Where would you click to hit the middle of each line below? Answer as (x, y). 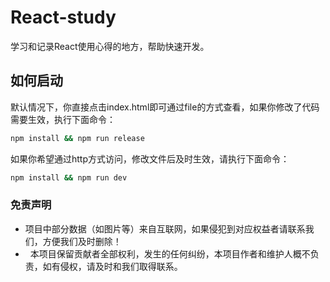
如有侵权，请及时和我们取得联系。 (112, 266)
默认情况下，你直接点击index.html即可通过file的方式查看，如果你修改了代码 (165, 107)
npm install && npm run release (77, 138)
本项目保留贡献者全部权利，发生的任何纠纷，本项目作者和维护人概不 (170, 253)
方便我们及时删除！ (82, 241)
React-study (63, 17)
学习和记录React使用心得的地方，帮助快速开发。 (110, 46)
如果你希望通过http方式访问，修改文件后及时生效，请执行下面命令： (150, 158)
